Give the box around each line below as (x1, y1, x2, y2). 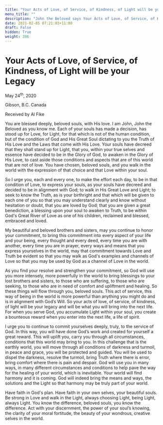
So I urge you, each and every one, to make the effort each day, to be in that (5, 177, 158, 183)
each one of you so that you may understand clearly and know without (5, 197, 147, 203)
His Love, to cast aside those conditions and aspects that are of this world (5, 157, 153, 163)
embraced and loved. (5, 218, 48, 224)
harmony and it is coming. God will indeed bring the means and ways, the (5, 375, 152, 381)
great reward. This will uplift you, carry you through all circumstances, (5, 334, 145, 340)
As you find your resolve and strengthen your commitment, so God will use (5, 268, 155, 273)
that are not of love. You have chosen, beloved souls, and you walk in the (5, 162, 151, 168)
